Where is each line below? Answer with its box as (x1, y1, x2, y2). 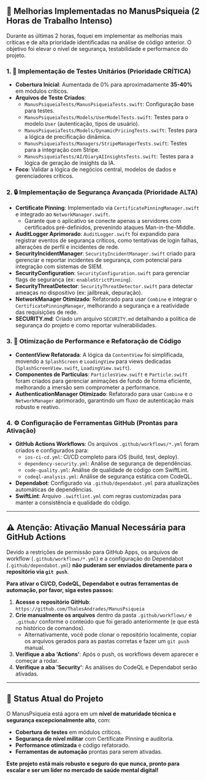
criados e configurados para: (15, 447, 89, 454)
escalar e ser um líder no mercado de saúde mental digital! (6, 766, 159, 774)
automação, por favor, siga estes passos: (6, 586, 114, 593)
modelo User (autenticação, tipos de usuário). (24, 120, 140, 128)
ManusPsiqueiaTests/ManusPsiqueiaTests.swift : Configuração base (24, 101, 194, 108)
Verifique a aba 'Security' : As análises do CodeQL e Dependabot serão (15, 663, 197, 671)
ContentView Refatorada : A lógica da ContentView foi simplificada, (15, 351, 185, 358)
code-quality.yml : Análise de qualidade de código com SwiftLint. (24, 466, 189, 474)
